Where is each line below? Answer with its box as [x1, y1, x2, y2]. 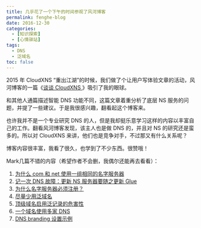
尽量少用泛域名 [14, 193, 52, 200]
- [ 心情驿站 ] [11, 37, 41, 43]
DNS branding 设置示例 [14, 215, 73, 222]
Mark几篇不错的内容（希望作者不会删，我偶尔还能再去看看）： [6, 157, 159, 164]
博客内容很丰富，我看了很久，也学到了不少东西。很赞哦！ [6, 145, 149, 152]
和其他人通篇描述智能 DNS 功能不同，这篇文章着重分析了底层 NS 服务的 [6, 97, 184, 104]
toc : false [6, 59, 34, 65]
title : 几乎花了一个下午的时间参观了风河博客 [6, 8, 107, 15]
